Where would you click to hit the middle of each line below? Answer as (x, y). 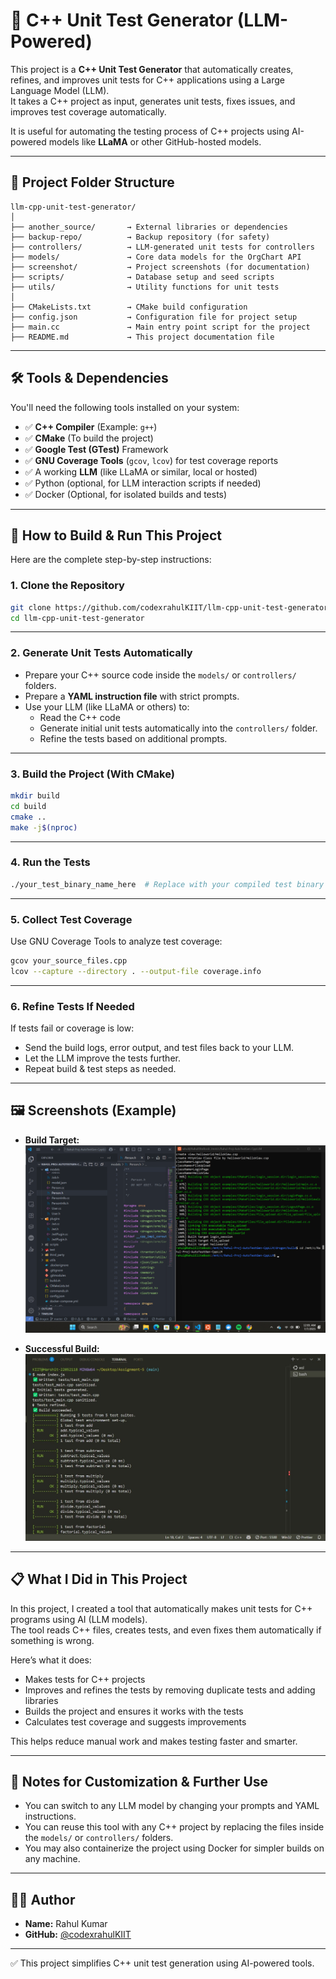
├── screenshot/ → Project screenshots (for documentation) (160, 267)
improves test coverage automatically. (88, 111)
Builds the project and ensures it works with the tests (134, 1711)
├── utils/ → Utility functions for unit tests (145, 287)
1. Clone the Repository (67, 586)
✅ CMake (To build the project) (89, 438)
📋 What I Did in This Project (99, 1579)
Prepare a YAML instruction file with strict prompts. (132, 696)
